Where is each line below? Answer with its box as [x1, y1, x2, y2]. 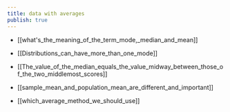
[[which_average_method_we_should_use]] [17, 96, 140, 104]
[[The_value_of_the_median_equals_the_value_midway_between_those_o [17, 62, 224, 71]
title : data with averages [7, 10, 85, 17]
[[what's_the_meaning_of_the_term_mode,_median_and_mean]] [17, 35, 198, 44]
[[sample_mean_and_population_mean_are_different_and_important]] [17, 83, 214, 91]
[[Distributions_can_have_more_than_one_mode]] [17, 49, 157, 57]
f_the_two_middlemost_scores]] [17, 70, 108, 78]
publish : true [7, 17, 48, 24]
